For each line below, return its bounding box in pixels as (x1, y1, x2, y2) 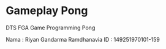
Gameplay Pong (6, 4, 88, 18)
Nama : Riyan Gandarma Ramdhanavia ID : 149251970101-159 (6, 36, 160, 43)
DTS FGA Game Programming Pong (6, 24, 96, 31)
